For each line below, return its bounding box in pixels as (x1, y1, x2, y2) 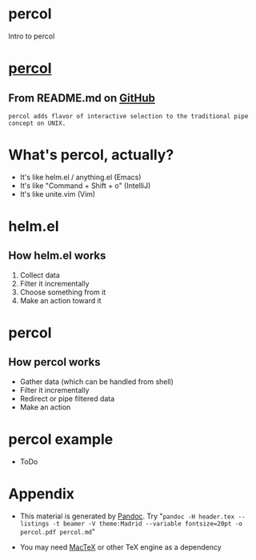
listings (19, 519, 50, 528)
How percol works (8, 355, 102, 369)
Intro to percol (8, 31, 55, 41)
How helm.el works (8, 249, 106, 262)
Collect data (19, 270, 60, 280)
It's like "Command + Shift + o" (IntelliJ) (19, 181, 151, 190)
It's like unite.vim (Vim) (19, 189, 96, 198)
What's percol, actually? (8, 146, 174, 164)
